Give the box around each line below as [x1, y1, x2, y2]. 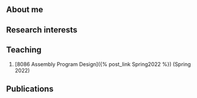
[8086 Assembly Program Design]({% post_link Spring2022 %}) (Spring [14, 60, 191, 67]
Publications [6, 84, 54, 94]
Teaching [6, 45, 42, 55]
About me [6, 5, 43, 15]
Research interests [6, 25, 78, 35]
